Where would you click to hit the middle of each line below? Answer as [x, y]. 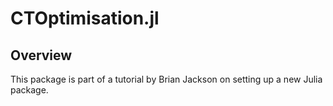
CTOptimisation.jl [85, 18]
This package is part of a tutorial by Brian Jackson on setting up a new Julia [166, 79]
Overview [41, 55]
